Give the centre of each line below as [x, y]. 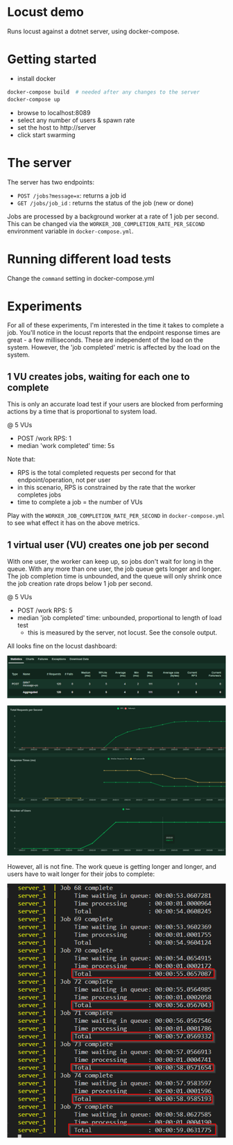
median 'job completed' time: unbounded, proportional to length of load [119, 618]
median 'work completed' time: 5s [66, 446]
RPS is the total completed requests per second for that [96, 473]
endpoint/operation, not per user [64, 480]
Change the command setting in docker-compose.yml [81, 278]
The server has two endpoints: [51, 182]
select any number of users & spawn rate [76, 120]
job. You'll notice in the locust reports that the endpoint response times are [114, 333]
